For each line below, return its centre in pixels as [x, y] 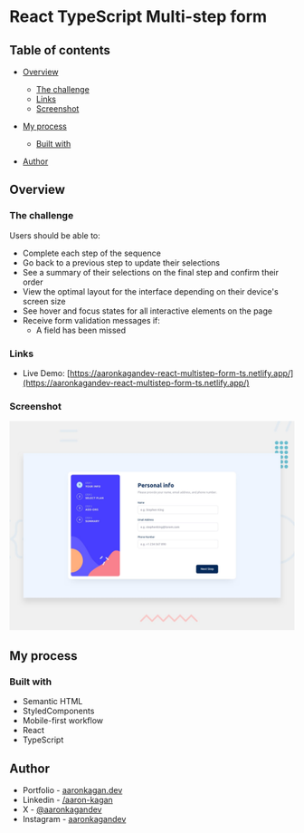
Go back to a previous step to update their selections [121, 262]
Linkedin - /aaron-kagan [67, 799]
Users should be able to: [55, 235]
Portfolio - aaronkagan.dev [72, 789]
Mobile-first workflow [63, 721]
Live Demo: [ [46, 373]
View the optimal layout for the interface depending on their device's [150, 291]
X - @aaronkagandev [62, 809]
